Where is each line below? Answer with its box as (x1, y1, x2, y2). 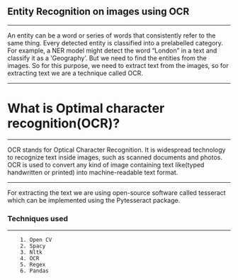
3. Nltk (20, 249, 42, 256)
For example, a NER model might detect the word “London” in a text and (7, 46, 217, 55)
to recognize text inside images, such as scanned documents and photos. (7, 152, 223, 162)
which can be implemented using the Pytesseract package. (7, 196, 181, 204)
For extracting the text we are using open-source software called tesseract (7, 188, 226, 197)
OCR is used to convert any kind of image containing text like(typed (7, 160, 205, 169)
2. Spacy (20, 242, 46, 250)
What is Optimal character (7, 101, 165, 116)
